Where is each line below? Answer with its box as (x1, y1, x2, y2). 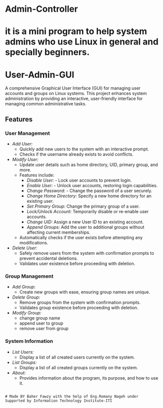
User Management (5, 130, 50, 137)
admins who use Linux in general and (5, 36, 159, 48)
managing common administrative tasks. (5, 101, 87, 107)
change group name (19, 315, 61, 321)
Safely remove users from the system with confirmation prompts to (19, 250, 155, 256)
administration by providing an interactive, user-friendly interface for (5, 96, 143, 101)
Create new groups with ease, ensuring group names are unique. (19, 289, 150, 295)
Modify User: (12, 157, 39, 162)
